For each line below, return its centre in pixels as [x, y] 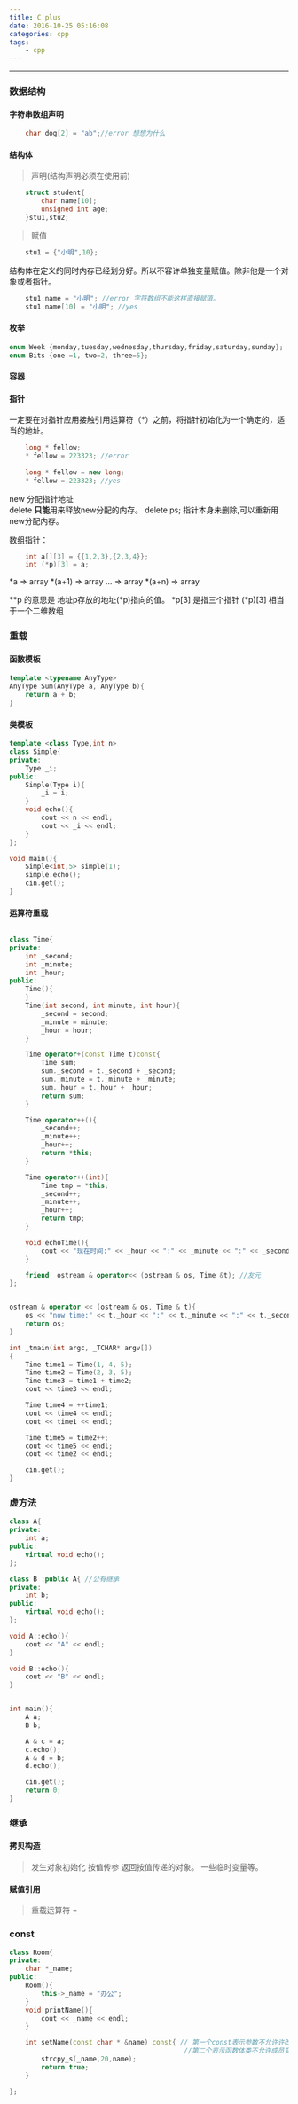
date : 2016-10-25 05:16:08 [59, 26]
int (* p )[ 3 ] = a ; [57, 565]
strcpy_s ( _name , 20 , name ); [89, 2059]
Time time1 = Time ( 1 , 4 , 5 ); [79, 1365]
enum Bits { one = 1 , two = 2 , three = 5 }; [79, 356]
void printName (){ [59, 2010]
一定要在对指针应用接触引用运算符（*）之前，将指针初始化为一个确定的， [143, 420]
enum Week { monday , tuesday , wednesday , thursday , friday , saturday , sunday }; [146, 347]
